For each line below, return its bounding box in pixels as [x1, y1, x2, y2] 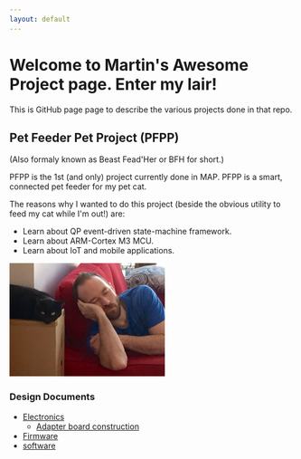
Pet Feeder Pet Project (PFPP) [9, 129, 179, 145]
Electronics [22, 411, 65, 422]
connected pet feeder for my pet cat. [9, 181, 147, 192]
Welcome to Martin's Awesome [9, 54, 249, 75]
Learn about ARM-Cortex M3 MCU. [22, 235, 155, 246]
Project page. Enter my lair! [9, 73, 218, 94]
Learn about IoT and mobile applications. [22, 245, 174, 256]
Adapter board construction [35, 421, 140, 432]
